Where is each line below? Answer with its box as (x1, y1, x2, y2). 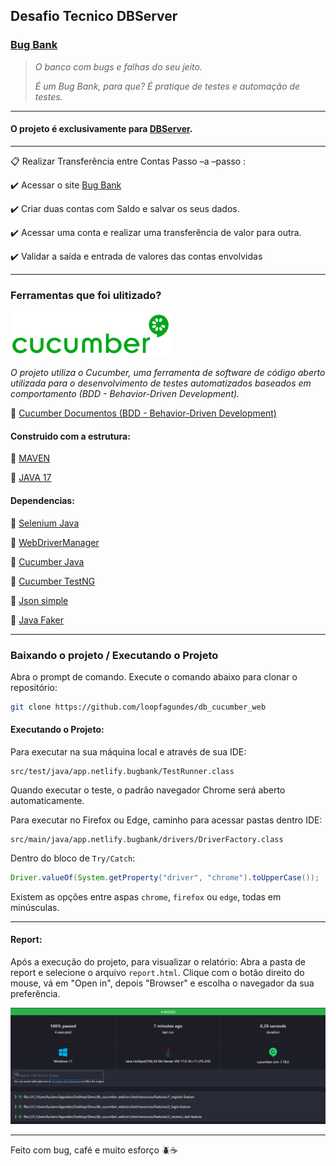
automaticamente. (10, 794, 85, 806)
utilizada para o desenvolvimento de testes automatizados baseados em (10, 377, 312, 389)
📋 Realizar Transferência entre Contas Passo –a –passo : (10, 155, 247, 167)
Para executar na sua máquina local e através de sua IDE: (10, 745, 247, 758)
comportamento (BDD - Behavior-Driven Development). (10, 388, 240, 400)
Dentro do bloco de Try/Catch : (10, 852, 136, 864)
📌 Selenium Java (10, 517, 80, 529)
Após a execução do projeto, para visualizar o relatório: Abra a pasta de (10, 956, 307, 968)
